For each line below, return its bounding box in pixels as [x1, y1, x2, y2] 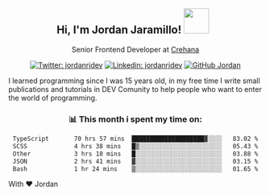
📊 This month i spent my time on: [68, 114, 203, 125]
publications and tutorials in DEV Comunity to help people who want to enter [8, 84, 262, 93]
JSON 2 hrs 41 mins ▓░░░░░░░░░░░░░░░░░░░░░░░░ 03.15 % [12, 157, 259, 165]
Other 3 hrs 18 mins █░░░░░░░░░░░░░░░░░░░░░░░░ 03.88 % [12, 150, 259, 158]
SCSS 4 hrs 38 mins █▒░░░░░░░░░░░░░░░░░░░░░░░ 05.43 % [12, 142, 259, 150]
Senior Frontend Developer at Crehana [71, 44, 200, 54]
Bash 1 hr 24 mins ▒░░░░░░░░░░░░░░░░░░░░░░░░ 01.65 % [12, 164, 259, 173]
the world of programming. [8, 93, 98, 102]
